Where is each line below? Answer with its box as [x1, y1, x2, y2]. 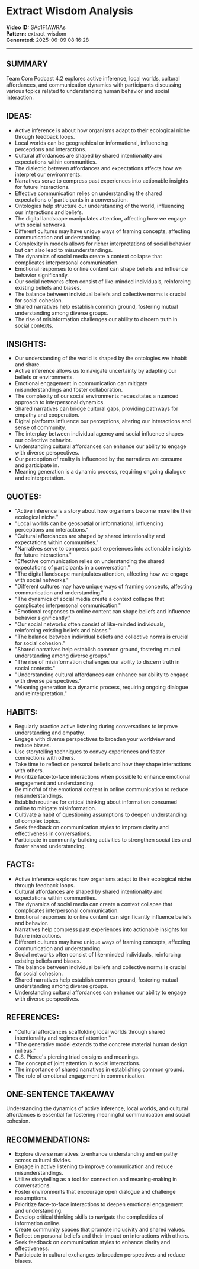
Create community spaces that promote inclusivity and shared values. [14, 1226, 185, 1233]
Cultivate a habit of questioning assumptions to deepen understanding [14, 811, 187, 818]
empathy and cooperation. [14, 411, 80, 418]
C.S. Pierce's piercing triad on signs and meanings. [14, 1053, 140, 1060]
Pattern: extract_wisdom [6, 30, 67, 37]
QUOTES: [6, 491, 41, 501]
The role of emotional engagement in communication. [14, 1072, 146, 1079]
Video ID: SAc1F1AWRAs [6, 24, 66, 31]
